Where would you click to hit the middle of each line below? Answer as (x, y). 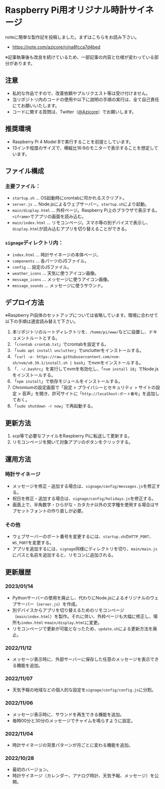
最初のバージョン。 (32, 769)
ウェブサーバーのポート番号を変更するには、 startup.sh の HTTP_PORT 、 (83, 537)
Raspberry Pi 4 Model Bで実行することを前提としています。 (73, 142)
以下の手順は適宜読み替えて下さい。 (42, 321)
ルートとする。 (45, 338)
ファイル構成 (25, 171)
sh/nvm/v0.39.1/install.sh (40, 363)
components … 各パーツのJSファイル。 (51, 261)
